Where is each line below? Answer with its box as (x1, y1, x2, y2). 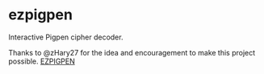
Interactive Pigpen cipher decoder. (8, 32, 124, 42)
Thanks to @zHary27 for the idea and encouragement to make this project (8, 47, 256, 57)
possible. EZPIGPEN (8, 56, 75, 66)
